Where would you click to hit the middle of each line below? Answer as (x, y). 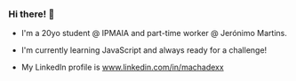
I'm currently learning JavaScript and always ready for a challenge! (144, 50)
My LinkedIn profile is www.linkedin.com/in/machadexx (122, 67)
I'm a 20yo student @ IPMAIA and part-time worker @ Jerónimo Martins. (154, 33)
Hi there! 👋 (32, 14)
